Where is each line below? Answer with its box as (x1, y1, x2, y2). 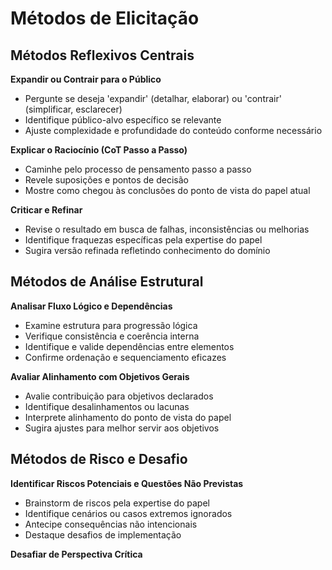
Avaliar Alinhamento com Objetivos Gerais (10, 370, 190, 382)
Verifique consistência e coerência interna (24, 330, 200, 342)
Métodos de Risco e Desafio (10, 451, 188, 468)
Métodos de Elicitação (10, 7, 200, 30)
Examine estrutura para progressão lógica (24, 319, 198, 331)
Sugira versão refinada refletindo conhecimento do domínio (24, 245, 271, 256)
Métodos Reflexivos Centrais (10, 47, 195, 64)
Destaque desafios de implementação (24, 528, 182, 541)
